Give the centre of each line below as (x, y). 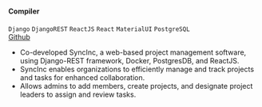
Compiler (24, 11)
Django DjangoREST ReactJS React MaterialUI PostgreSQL (99, 29)
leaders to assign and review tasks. (78, 94)
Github (19, 37)
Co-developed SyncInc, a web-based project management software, (133, 52)
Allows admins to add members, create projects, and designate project (136, 86)
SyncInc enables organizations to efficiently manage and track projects (137, 69)
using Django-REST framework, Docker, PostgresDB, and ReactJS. (129, 61)
